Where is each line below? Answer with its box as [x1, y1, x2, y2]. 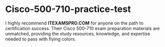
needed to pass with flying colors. [5, 36, 76, 42]
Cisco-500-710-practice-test [5, 3, 131, 15]
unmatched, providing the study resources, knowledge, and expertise [5, 30, 150, 36]
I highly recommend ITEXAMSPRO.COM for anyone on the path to [5, 20, 144, 26]
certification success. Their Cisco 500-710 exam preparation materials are [5, 25, 160, 31]
